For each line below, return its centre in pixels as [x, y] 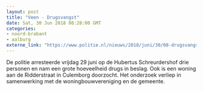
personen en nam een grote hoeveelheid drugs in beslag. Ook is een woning [101, 68]
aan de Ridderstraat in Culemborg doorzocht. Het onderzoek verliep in [94, 75]
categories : [21, 28]
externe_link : [24, 45]
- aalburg [19, 40]
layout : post [23, 12]
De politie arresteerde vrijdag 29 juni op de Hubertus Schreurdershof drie [98, 62]
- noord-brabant [27, 34]
